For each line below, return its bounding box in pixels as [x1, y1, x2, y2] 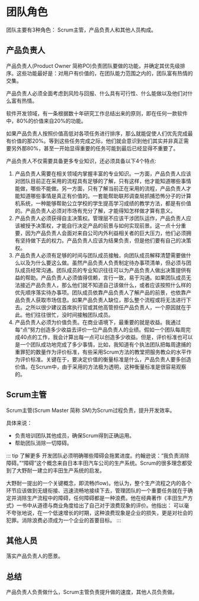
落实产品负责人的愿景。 [6, 552, 63, 559]
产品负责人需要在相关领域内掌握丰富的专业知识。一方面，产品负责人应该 [14, 170, 191, 177]
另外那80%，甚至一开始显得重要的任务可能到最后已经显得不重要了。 [11, 144, 179, 152]
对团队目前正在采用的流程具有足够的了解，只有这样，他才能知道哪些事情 [14, 177, 191, 184]
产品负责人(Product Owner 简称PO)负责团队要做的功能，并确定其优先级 [6, 62, 181, 69]
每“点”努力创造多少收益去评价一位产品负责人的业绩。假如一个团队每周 [14, 326, 186, 333]
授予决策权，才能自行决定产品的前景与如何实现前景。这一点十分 [25, 222, 181, 229]
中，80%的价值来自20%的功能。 [6, 117, 87, 124]
